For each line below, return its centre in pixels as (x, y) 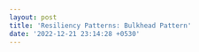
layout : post (33, 17)
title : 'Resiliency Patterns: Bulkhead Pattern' (100, 26)
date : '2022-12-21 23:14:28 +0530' (75, 33)
